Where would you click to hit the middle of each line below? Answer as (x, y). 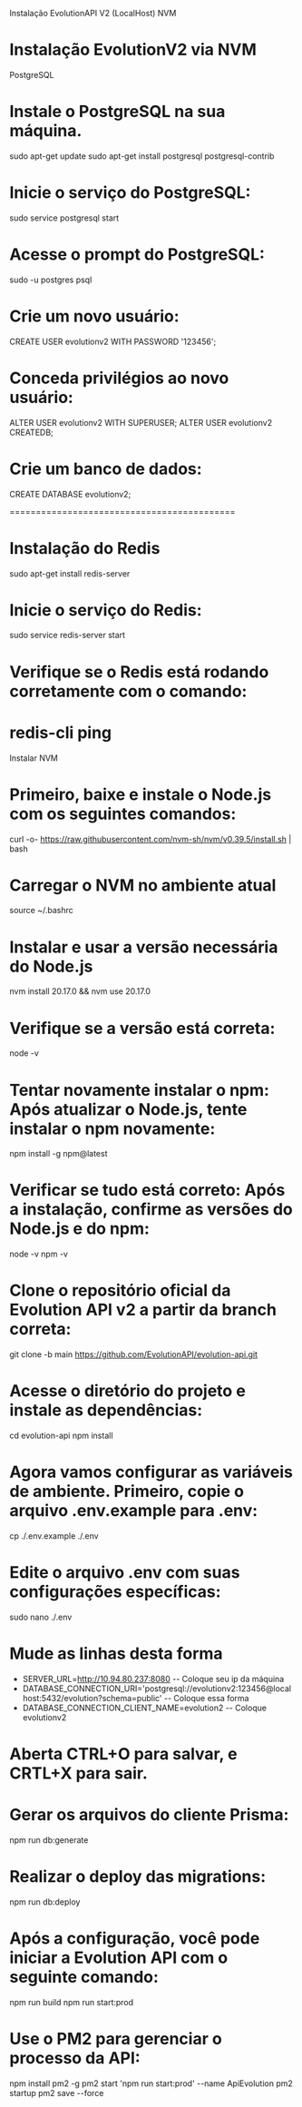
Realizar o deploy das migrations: (138, 1877)
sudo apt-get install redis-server (70, 573)
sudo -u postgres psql (51, 280)
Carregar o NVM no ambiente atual (143, 885)
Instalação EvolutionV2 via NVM (133, 50)
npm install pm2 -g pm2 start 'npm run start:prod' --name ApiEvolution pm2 (151, 2083)
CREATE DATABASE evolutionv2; (70, 494)
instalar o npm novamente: (112, 1128)
